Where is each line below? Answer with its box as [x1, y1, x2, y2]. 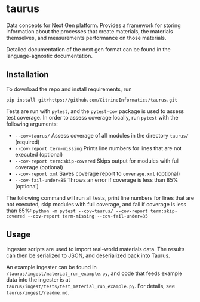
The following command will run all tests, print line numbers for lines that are [6, 194, 195, 202]
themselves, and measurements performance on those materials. [6, 34, 167, 41]
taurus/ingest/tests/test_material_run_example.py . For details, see [6, 282, 176, 289]
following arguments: [6, 120, 59, 127]
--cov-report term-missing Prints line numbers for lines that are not [14, 144, 182, 151]
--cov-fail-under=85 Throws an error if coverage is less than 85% [14, 176, 179, 184]
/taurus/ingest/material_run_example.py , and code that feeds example [6, 270, 183, 277]
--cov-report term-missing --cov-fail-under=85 [27, 213, 148, 219]
